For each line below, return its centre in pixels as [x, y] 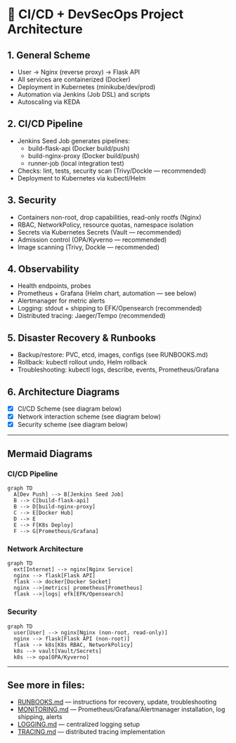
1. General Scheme [49, 55]
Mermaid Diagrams [50, 453]
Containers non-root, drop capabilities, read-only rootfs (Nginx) [109, 217]
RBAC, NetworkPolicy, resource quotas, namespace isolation [105, 225]
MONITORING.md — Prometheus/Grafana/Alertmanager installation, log [121, 709]
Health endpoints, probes [54, 286]
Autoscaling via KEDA [49, 102]
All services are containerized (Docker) [74, 79]
